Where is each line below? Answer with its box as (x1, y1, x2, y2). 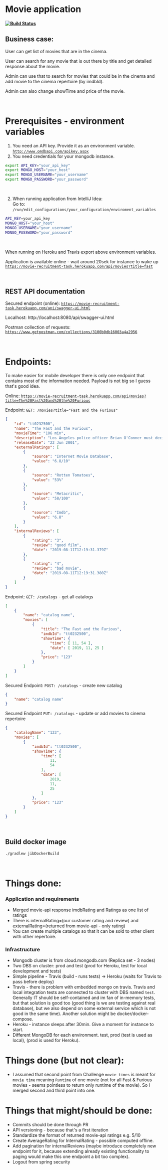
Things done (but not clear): (5, 1055, 124, 1066)
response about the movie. (5, 63, 60, 69)
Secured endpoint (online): (5, 300, 60, 306)
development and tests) (12, 968, 61, 974)
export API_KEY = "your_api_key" (5, 163, 70, 168)
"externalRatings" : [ (14, 445, 59, 450)
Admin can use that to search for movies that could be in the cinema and (5, 73, 155, 79)
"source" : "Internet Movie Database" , (31, 454, 113, 459)
